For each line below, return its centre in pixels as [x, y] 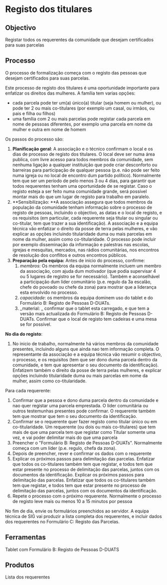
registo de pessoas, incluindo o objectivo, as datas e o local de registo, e [87, 212]
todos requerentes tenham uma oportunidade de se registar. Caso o [82, 186]
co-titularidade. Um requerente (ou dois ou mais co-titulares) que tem [84, 427]
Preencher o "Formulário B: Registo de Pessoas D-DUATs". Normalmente [87, 443]
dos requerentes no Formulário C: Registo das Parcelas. [62, 521]
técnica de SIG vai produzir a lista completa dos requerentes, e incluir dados [83, 516]
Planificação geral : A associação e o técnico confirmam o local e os [83, 149]
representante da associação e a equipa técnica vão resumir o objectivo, [87, 354]
